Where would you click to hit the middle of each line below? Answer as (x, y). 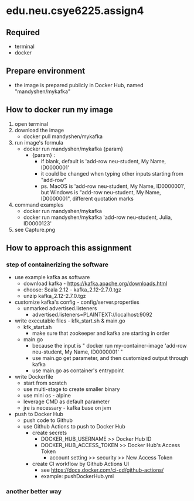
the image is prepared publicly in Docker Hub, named (79, 85)
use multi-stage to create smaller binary (72, 389)
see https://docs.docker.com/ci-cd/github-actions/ (102, 470)
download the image (39, 130)
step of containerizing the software (57, 265)
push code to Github (48, 420)
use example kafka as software (52, 277)
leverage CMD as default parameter (67, 402)
